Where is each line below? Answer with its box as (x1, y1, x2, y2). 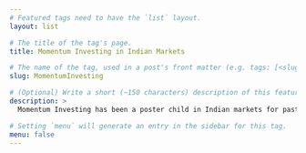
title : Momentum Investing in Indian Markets (9, 46, 185, 56)
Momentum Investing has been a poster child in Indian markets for (17, 105, 280, 114)
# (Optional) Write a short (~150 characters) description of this (9, 88, 271, 97)
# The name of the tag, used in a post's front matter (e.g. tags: (9, 63, 271, 73)
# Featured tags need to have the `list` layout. (9, 13, 202, 23)
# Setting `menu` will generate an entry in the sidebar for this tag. (9, 121, 287, 130)
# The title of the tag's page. (9, 38, 132, 47)
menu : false (9, 129, 55, 139)
